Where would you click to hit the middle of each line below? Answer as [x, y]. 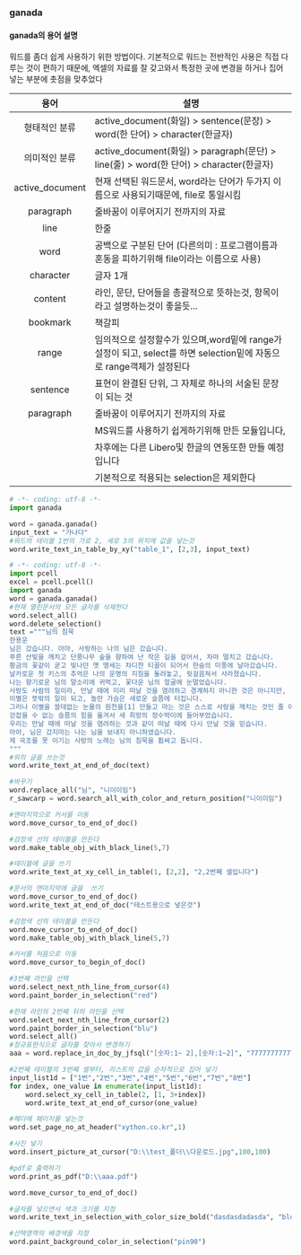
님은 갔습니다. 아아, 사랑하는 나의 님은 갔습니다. [89, 649]
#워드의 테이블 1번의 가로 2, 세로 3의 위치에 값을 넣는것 [102, 540]
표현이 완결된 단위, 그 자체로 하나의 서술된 [177, 383]
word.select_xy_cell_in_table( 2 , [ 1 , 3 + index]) [116, 1094]
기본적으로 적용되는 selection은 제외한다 [175, 478]
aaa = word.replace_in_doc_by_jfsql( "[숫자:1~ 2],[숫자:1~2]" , [126, 1053]
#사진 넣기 [26, 1144]
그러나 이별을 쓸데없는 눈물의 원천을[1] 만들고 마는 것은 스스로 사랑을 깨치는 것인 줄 [147, 707]
